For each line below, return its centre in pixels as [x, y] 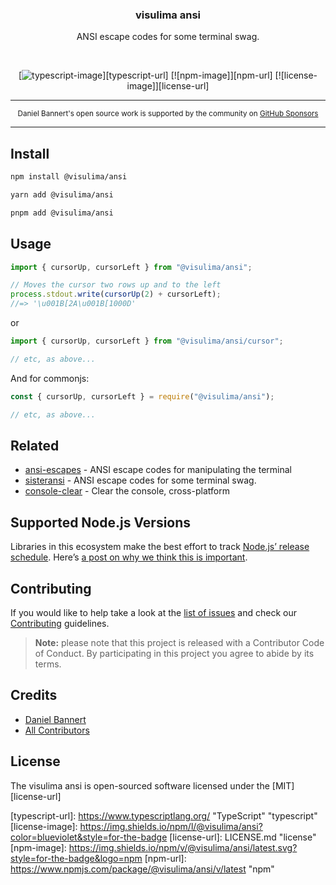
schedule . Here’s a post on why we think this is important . [129, 557]
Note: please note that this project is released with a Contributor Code [179, 642]
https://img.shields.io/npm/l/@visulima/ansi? [171, 826]
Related [35, 445]
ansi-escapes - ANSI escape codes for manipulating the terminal [158, 470]
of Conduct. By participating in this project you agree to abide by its [174, 653]
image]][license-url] [168, 86]
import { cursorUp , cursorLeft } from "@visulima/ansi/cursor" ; [147, 341]
